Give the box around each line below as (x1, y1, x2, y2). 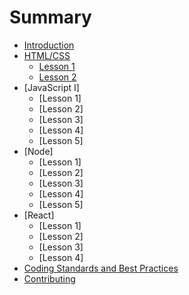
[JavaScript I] (23, 81, 80, 93)
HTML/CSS (23, 49, 71, 61)
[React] (23, 209, 55, 221)
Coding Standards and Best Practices (23, 262, 179, 274)
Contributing (23, 272, 76, 285)
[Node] (23, 145, 54, 157)
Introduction (23, 39, 75, 51)
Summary (9, 6, 92, 29)
